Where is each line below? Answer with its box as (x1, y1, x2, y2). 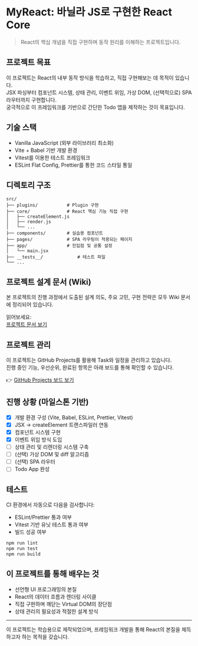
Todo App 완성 (14, 466, 50, 473)
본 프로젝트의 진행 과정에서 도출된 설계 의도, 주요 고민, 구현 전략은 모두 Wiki (6, 294, 180, 301)
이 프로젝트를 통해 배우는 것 (6, 569, 99, 579)
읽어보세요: (6, 313, 32, 321)
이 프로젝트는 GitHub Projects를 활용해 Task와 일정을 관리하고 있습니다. (6, 357, 172, 363)
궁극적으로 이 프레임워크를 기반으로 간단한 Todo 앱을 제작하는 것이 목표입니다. (6, 104, 185, 111)
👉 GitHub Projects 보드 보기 (6, 376, 74, 383)
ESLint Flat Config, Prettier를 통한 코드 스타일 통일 (14, 161, 133, 168)
